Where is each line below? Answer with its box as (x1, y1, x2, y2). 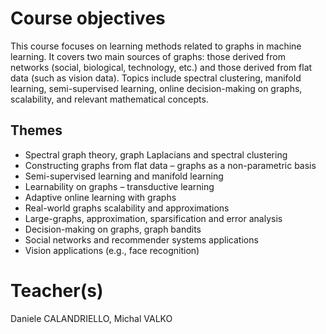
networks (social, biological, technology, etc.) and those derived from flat (10, 61, 313, 73)
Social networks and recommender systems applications (24, 233, 259, 246)
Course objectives (10, 7, 166, 30)
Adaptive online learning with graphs (24, 191, 177, 203)
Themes (10, 122, 63, 139)
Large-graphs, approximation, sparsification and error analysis (24, 212, 283, 224)
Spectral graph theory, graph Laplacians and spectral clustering (24, 148, 288, 161)
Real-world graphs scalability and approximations (24, 202, 230, 214)
